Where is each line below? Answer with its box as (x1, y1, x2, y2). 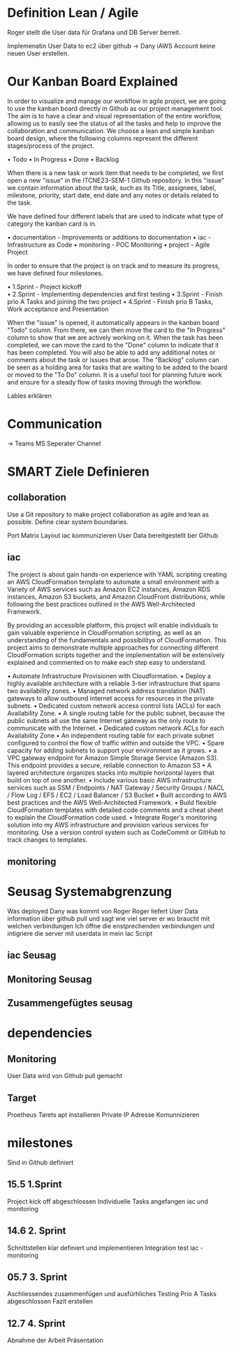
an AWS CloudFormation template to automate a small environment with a (7, 577, 219, 586)
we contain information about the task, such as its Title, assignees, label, (7, 184, 217, 192)
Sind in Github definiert (7, 1158, 74, 1166)
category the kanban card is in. (7, 219, 97, 228)
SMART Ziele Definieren (7, 464, 150, 479)
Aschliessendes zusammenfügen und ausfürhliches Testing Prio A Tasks (7, 1290, 217, 1298)
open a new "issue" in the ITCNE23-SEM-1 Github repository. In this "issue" (7, 176, 225, 184)
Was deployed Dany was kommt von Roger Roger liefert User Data (7, 907, 198, 915)
